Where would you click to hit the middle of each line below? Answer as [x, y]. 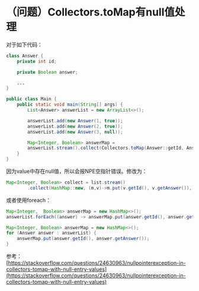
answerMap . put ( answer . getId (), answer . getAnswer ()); [83, 239]
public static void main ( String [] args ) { [70, 105]
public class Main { [32, 99]
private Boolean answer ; [47, 72]
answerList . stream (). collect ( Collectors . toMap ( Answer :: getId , [106, 148]
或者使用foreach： [29, 200]
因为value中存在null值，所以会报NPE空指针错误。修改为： [77, 171]
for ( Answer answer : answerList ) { [51, 233]
